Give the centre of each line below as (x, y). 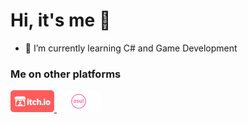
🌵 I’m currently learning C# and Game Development (131, 48)
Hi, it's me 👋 (61, 20)
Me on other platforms (66, 74)
